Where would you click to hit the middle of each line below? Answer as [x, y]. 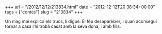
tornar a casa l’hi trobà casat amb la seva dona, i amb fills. [63, 26]
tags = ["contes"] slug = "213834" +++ [44, 12]
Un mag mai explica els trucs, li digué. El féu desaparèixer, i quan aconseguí [81, 21]
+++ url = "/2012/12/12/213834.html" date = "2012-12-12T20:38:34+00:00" [80, 7]
